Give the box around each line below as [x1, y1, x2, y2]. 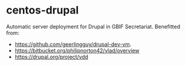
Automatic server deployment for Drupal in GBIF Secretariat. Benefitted [6, 23, 180, 30]
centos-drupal [6, 4, 79, 17]
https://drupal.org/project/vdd [14, 53, 89, 60]
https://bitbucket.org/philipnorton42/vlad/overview [14, 47, 140, 54]
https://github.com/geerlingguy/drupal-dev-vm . [14, 41, 132, 48]
